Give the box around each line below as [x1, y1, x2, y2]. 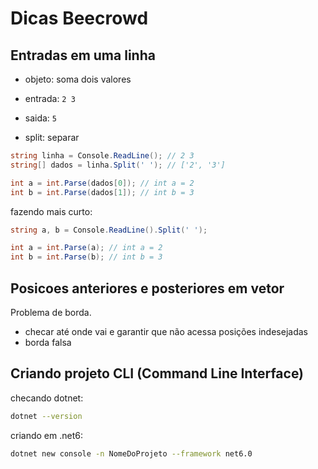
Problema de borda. [10, 306, 92, 318]
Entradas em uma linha [10, 47, 156, 64]
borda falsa [24, 336, 72, 348]
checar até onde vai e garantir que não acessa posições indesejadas [24, 325, 308, 337]
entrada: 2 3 [24, 93, 76, 104]
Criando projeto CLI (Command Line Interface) [10, 365, 305, 382]
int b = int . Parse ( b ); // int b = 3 [10, 252, 163, 262]
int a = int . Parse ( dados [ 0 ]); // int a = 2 [10, 178, 195, 188]
